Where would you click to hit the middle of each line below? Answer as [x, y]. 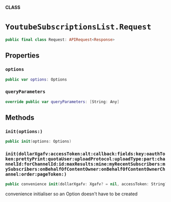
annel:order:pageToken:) [36, 174]
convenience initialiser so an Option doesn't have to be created [72, 194]
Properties [22, 56]
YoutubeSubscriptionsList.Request [78, 27]
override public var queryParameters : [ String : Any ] [62, 102]
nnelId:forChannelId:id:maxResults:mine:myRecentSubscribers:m [85, 164]
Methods [20, 118]
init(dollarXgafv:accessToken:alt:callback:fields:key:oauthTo [85, 154]
